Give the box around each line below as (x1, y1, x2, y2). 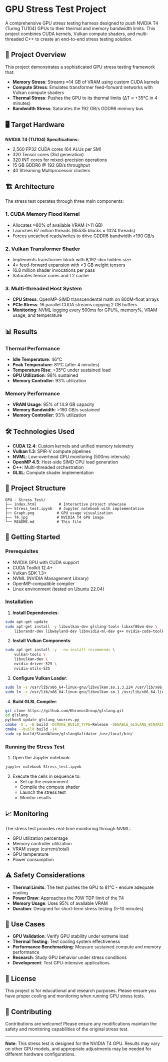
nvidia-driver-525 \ (14, 662, 57, 667)
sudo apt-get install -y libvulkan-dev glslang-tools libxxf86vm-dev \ (5, 624, 157, 629)
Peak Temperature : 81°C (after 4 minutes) (12, 361, 99, 367)
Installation (5, 598, 33, 605)
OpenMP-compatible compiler (12, 581, 75, 587)
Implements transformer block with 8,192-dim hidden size (12, 256, 131, 262)
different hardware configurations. (5, 1051, 76, 1057)
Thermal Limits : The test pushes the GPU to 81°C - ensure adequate (12, 884, 154, 890)
